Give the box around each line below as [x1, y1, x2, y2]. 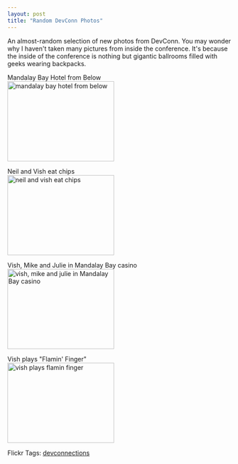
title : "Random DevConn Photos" [7, 17, 103, 24]
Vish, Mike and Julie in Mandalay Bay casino [7, 260, 137, 269]
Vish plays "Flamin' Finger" [7, 354, 87, 363]
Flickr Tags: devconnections [7, 448, 90, 457]
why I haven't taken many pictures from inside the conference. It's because [7, 44, 229, 53]
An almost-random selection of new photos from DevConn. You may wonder [7, 36, 232, 45]
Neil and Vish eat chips [7, 167, 75, 175]
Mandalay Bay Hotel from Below [7, 73, 102, 82]
